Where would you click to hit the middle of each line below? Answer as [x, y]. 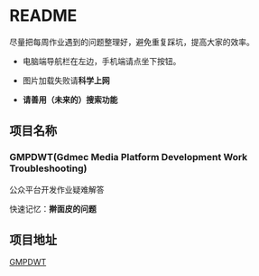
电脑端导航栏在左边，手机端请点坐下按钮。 [102, 61]
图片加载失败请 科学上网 [66, 80]
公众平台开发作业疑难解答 [57, 189]
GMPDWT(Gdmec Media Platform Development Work [129, 157]
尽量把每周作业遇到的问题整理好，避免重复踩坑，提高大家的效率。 [132, 42]
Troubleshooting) [48, 168]
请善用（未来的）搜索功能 [70, 100]
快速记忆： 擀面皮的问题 [53, 208]
